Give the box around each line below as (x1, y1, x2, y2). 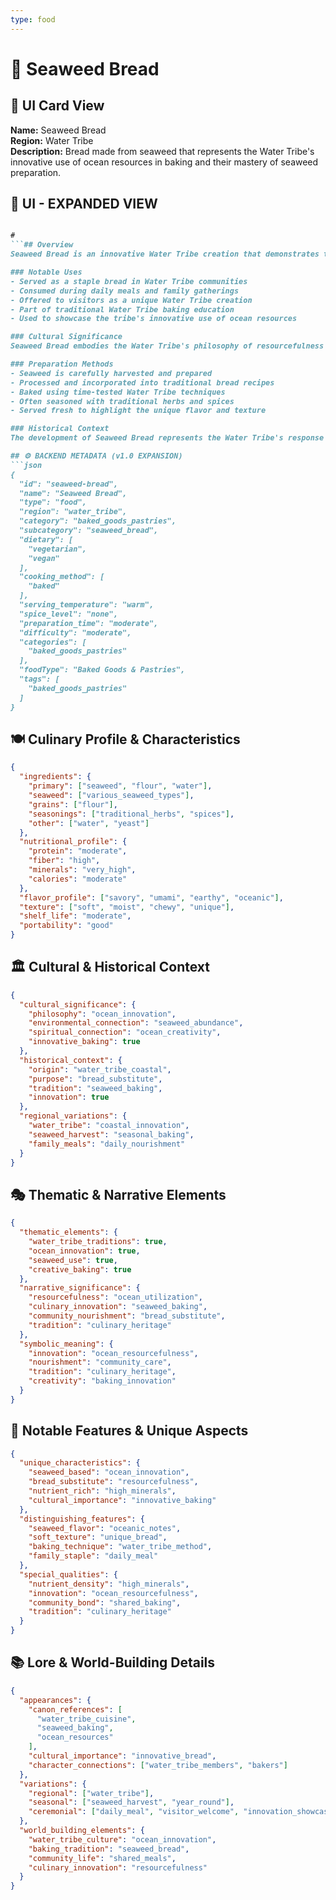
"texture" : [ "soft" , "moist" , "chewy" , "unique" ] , (19, 902, 235, 912)
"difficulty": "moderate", (19, 627, 132, 638)
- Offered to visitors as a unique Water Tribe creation (10, 295, 253, 305)
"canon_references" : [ (28, 1704, 123, 1715)
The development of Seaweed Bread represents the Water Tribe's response (10, 433, 325, 443)
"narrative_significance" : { (19, 1283, 141, 1293)
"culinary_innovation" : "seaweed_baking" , (28, 1302, 208, 1312)
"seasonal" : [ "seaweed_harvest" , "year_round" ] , (28, 1797, 235, 1808)
